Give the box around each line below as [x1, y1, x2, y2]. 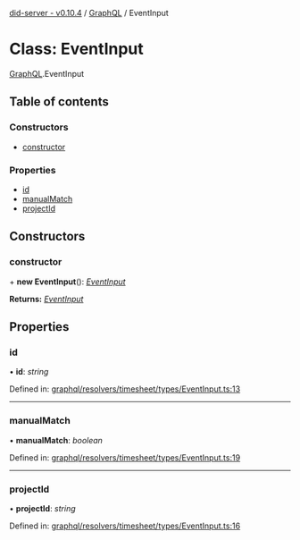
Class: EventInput [9, 39, 145, 59]
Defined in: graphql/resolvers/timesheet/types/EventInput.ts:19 [9, 451, 241, 463]
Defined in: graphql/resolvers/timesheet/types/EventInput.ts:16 [9, 520, 241, 531]
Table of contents [9, 94, 109, 110]
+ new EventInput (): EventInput [9, 276, 127, 287]
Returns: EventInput [9, 293, 84, 304]
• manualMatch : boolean [9, 435, 103, 445]
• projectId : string [9, 502, 76, 513]
